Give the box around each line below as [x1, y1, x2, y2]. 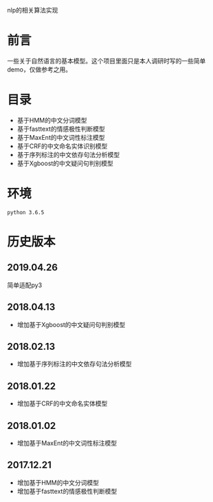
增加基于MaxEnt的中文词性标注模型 [16, 439, 117, 448]
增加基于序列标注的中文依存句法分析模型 [16, 360, 132, 368]
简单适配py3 [7, 281, 43, 289]
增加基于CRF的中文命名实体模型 [16, 399, 108, 408]
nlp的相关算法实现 [7, 6, 58, 14]
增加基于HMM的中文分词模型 [16, 478, 100, 487]
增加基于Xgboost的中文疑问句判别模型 [16, 320, 126, 328]
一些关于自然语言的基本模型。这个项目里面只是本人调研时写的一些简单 [7, 56, 206, 65]
